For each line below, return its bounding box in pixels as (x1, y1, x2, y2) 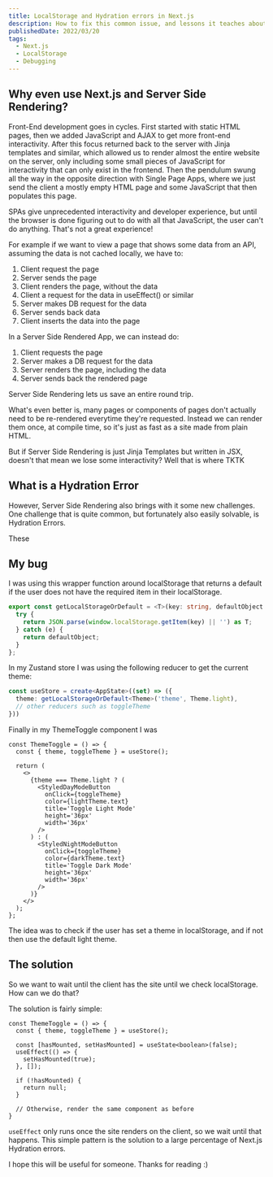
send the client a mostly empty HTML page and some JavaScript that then (8, 182, 258, 192)
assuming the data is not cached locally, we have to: (8, 248, 184, 258)
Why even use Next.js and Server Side (8, 87, 207, 102)
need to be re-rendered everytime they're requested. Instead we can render (8, 413, 262, 423)
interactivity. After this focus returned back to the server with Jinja (8, 139, 231, 149)
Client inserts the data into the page (19, 316, 141, 325)
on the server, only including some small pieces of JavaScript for (8, 156, 226, 166)
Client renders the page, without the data (19, 281, 158, 291)
